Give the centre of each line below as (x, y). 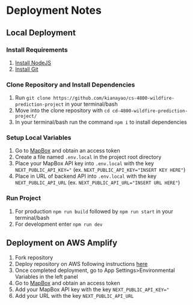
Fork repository (34, 257)
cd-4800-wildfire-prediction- (150, 111)
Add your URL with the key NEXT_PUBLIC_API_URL (74, 295)
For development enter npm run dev (59, 224)
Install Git (26, 69)
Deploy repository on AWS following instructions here (81, 264)
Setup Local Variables (39, 137)
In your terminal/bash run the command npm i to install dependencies (101, 122)
